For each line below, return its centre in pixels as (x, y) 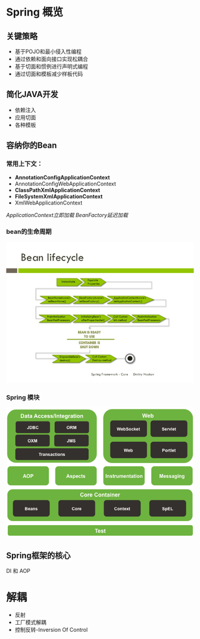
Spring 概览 (35, 12)
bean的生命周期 (29, 232)
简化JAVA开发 (32, 94)
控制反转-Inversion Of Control (51, 630)
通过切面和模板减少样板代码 (49, 74)
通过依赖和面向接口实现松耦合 (51, 59)
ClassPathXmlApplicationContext (57, 190)
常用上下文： (25, 164)
